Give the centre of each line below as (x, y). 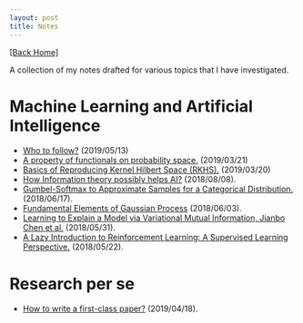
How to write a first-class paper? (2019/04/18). (110, 308)
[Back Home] (34, 52)
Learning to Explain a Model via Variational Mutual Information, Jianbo (154, 218)
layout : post (34, 18)
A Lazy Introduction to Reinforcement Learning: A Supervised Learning (155, 238)
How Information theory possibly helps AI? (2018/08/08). (129, 180)
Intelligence (55, 126)
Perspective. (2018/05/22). (73, 247)
